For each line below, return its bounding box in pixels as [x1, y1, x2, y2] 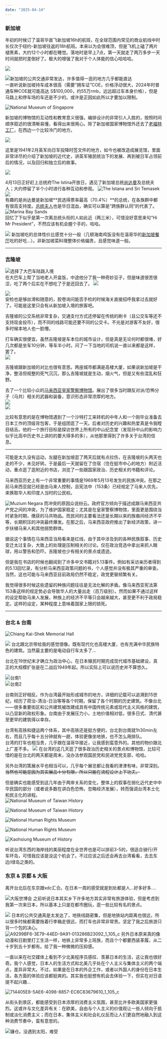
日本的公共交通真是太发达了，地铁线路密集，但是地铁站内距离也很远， [11, 912, 155, 918]
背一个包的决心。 [5, 924, 40, 930]
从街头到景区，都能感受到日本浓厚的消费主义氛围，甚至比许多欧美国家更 [5, 999, 153, 1005]
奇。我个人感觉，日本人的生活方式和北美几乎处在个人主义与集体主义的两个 [5, 960, 158, 966]
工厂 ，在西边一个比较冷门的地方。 [5, 127, 75, 133]
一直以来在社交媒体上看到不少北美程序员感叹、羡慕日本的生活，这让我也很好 [5, 954, 162, 960]
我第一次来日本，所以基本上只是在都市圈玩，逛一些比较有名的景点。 [5, 901, 145, 907]
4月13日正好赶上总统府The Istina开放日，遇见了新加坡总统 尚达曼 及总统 [5, 179, 151, 185]
